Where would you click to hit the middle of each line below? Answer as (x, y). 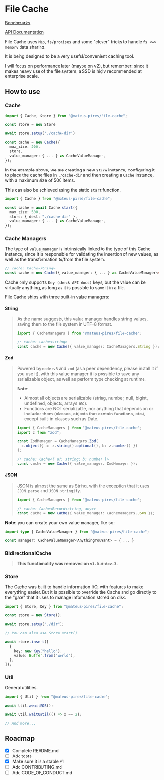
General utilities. (21, 688)
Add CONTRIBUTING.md (37, 767)
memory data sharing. (25, 47)
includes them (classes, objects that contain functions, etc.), (85, 414)
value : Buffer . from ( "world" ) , (45, 656)
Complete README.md (35, 750)
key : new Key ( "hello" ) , (38, 651)
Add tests (22, 756)
